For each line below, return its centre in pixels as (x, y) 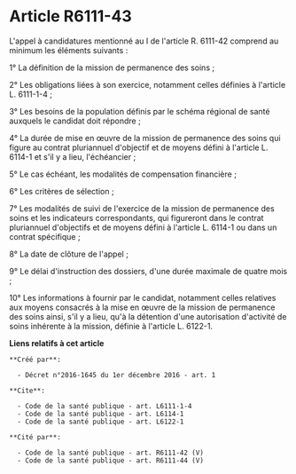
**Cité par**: (35, 437)
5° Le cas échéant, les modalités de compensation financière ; (123, 174)
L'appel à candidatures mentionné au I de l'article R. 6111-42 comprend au (144, 41)
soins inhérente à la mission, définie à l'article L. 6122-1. (111, 326)
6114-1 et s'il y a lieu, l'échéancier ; (73, 156)
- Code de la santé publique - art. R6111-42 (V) (110, 453)
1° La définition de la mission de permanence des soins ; (112, 67)
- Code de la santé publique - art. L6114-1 (101, 414)
